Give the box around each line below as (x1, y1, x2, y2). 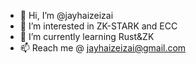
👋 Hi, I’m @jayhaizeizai (19, 10, 114, 21)
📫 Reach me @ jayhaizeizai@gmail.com (19, 42, 187, 54)
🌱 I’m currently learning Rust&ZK (19, 31, 155, 42)
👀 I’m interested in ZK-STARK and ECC (19, 20, 178, 32)
